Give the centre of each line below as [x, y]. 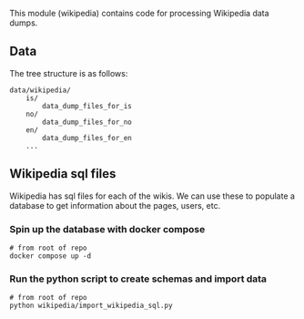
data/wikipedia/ [40, 90]
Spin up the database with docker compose [107, 229]
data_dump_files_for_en [87, 138]
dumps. [24, 23]
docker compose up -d [51, 256]
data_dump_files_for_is [87, 106]
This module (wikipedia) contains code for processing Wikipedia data [140, 13]
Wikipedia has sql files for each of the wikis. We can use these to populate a [152, 196]
